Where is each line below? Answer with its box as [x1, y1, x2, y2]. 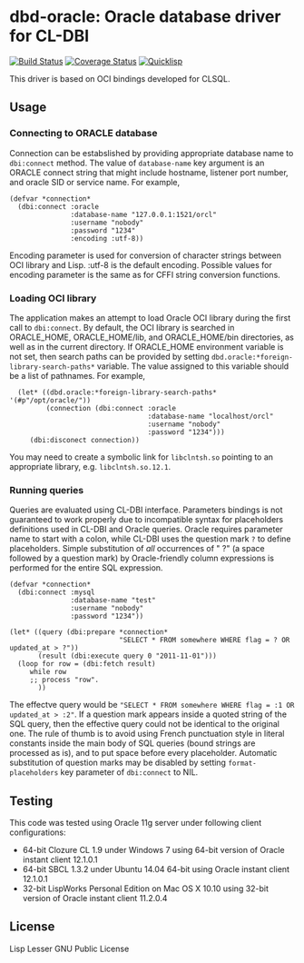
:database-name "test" [70, 596, 156, 605]
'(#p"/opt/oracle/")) [9, 395, 92, 405]
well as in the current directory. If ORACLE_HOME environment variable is [9, 341, 284, 352]
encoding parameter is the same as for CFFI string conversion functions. [9, 269, 281, 280]
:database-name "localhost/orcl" [147, 412, 274, 421]
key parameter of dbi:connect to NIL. [60, 767, 199, 778]
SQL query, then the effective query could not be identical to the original [9, 719, 279, 730]
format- [228, 759, 257, 769]
